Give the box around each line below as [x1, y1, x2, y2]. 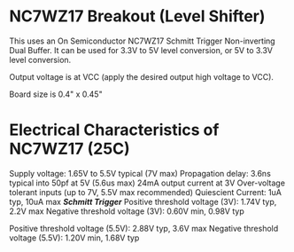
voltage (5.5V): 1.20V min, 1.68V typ [9, 232, 140, 243]
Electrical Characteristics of [9, 120, 220, 140]
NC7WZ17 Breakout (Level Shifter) [9, 6, 266, 27]
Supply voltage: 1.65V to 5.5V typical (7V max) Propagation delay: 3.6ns [9, 168, 272, 178]
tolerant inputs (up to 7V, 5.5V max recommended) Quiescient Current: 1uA [9, 186, 282, 197]
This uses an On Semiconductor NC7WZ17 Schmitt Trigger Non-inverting [9, 35, 276, 46]
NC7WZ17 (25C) [9, 139, 130, 159]
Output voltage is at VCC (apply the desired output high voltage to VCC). [9, 71, 275, 82]
